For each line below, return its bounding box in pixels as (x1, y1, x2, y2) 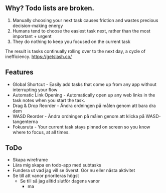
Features (5, 68, 34, 76)
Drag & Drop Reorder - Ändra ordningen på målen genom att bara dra (12, 102, 156, 108)
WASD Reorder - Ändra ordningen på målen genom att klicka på (12, 113, 145, 119)
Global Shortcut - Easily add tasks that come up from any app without (12, 81, 157, 87)
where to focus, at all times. (12, 129, 70, 135)
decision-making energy (12, 22, 63, 28)
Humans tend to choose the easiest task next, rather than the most (12, 27, 150, 34)
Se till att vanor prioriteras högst (12, 172, 79, 179)
